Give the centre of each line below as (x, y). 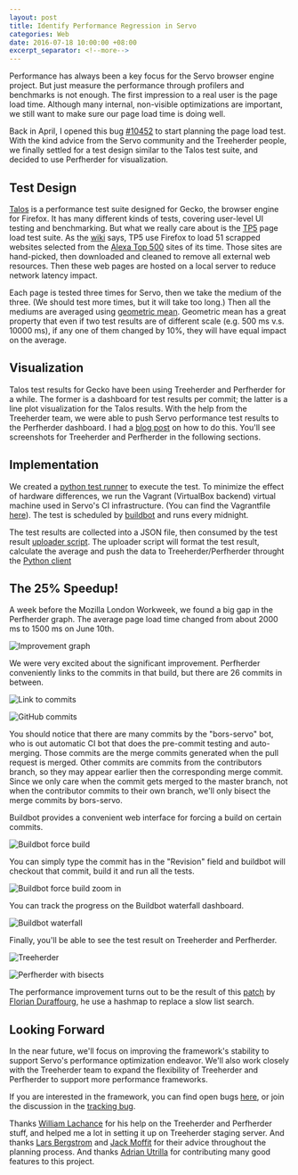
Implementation (54, 465)
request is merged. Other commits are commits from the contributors (136, 762)
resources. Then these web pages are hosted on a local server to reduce (143, 266)
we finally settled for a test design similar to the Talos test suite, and (133, 150)
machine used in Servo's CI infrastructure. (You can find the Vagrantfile (140, 505)
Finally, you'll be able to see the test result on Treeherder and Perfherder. (143, 941)
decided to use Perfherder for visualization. (89, 160)
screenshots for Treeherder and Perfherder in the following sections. (135, 437)
